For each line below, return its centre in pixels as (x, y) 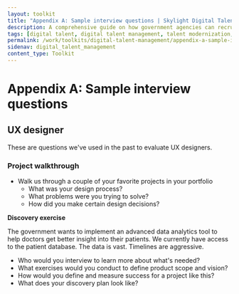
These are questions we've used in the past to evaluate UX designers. (110, 147)
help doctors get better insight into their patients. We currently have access (118, 239)
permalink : (23, 41)
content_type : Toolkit (41, 54)
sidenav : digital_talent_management (62, 47)
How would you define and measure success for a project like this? (116, 275)
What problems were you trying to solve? (89, 196)
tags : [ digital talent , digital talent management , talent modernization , (121, 34)
